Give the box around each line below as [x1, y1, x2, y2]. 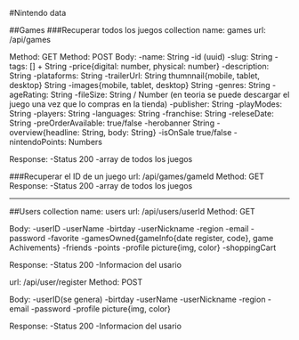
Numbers [68, 137, 102, 147]
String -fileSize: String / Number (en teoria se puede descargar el [50, 89, 290, 100]
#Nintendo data [9, 8, 67, 18]
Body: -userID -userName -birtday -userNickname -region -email [9, 223, 249, 234]
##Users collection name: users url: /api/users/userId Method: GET [9, 206, 255, 216]
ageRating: [9, 89, 49, 100]
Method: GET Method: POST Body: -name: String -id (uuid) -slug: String [9, 52, 273, 61]
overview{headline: [9, 127, 80, 137]
